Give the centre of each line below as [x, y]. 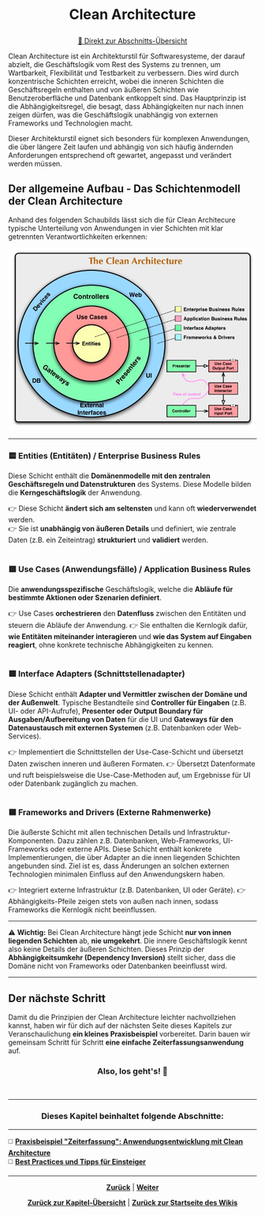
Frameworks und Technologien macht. [71, 123]
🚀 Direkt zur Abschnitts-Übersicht [132, 41]
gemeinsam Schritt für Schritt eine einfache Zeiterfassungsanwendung [126, 1042]
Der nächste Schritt [57, 998]
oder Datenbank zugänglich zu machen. [73, 783]
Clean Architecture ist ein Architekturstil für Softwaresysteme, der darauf [127, 56]
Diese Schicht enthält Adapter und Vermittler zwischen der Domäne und [128, 694]
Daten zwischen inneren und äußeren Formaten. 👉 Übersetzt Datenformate [132, 764]
